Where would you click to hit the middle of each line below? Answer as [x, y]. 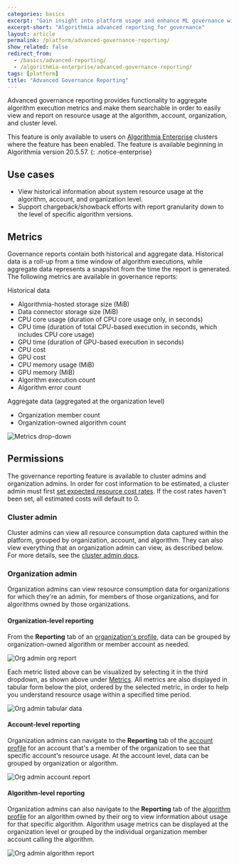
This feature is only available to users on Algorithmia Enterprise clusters [113, 137]
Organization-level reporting [51, 621]
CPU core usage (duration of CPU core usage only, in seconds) [110, 319]
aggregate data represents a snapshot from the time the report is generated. [119, 269]
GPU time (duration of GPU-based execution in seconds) [101, 342]
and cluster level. [32, 123]
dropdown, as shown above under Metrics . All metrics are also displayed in [117, 679]
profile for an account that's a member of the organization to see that [109, 748]
